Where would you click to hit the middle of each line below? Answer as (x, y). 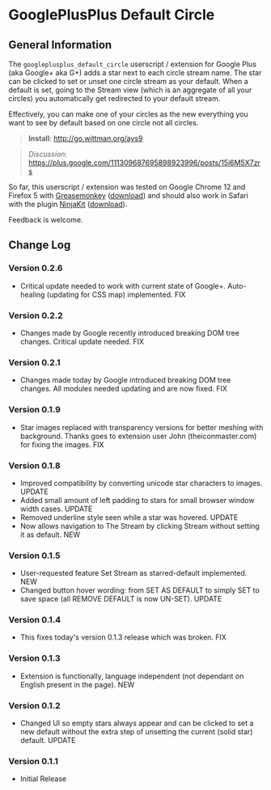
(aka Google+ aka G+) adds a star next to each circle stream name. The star (135, 73)
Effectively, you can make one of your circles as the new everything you (128, 114)
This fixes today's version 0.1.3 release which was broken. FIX (123, 637)
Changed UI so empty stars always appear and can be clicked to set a (137, 723)
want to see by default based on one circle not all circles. (104, 123)
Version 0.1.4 (35, 620)
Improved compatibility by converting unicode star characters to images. (141, 483)
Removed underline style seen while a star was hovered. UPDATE (129, 517)
